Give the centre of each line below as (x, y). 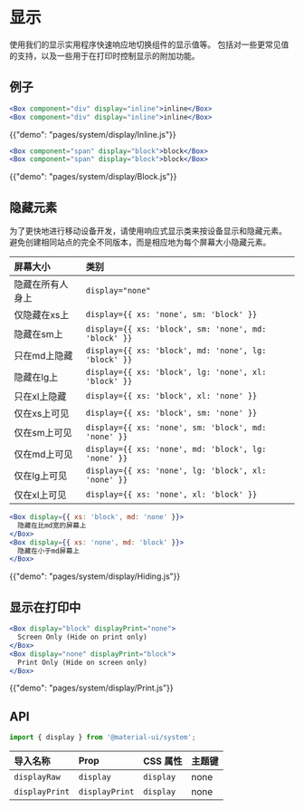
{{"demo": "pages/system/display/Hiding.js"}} (95, 576)
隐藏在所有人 (42, 284)
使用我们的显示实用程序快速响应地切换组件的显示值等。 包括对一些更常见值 (149, 44)
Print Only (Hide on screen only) (82, 662)
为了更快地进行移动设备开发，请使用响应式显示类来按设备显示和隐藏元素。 (148, 231)
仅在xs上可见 (42, 414)
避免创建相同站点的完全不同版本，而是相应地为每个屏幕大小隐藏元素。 (140, 242)
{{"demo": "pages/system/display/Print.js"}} (91, 688)
